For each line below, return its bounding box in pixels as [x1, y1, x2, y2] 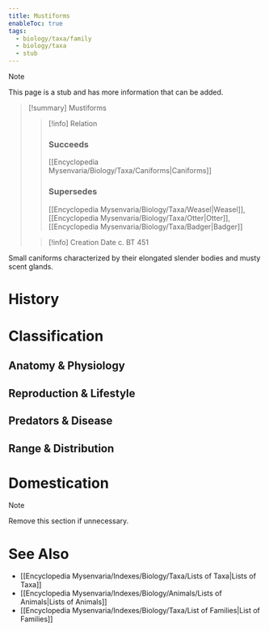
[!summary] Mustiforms [27, 103, 107, 112]
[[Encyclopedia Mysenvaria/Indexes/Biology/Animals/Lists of [19, 588, 222, 599]
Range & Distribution [8, 442, 115, 455]
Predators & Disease [8, 414, 113, 428]
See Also [8, 544, 69, 563]
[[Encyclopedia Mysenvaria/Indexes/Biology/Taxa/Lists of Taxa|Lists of [19, 571, 257, 581]
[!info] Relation [48, 119, 98, 128]
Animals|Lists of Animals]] [19, 597, 107, 607]
